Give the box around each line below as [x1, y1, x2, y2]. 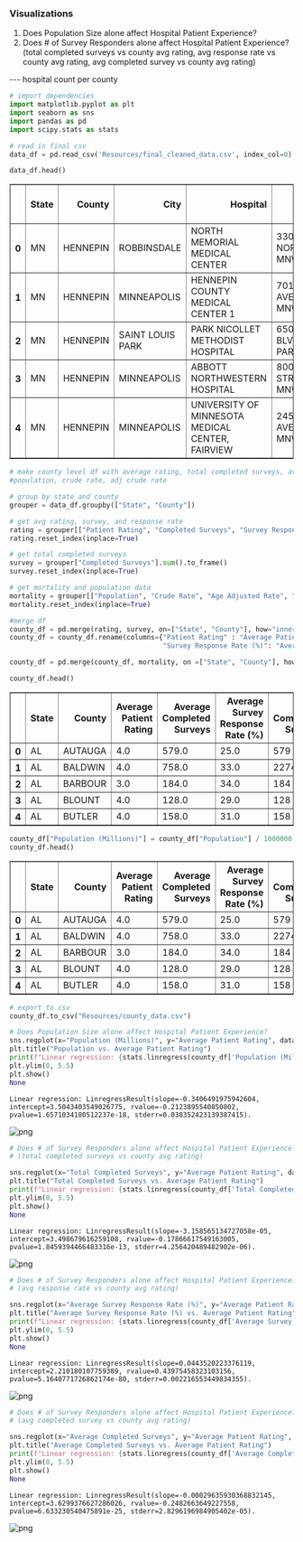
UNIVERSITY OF [190, 398, 260, 411]
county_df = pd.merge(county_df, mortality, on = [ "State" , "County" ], [9, 658, 280, 667]
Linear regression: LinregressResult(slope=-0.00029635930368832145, [9, 1491, 277, 1500]
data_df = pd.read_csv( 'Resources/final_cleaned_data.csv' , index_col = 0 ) [9, 150, 293, 159]
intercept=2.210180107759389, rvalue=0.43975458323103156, [9, 1367, 236, 1376]
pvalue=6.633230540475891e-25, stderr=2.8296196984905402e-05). [9, 1507, 256, 1516]
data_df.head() [9, 166, 67, 175]
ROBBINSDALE [118, 242, 182, 255]
